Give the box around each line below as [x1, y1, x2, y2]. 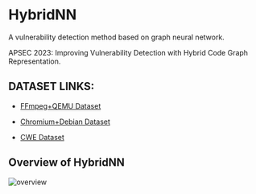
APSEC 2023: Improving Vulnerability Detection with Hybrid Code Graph [8, 47, 248, 57]
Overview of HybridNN [8, 155, 125, 170]
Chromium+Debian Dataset [19, 117, 111, 126]
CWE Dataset [19, 132, 64, 142]
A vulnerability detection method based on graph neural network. [8, 32, 225, 42]
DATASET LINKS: [8, 80, 95, 93]
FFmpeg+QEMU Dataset [19, 101, 101, 110]
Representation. [8, 56, 61, 66]
